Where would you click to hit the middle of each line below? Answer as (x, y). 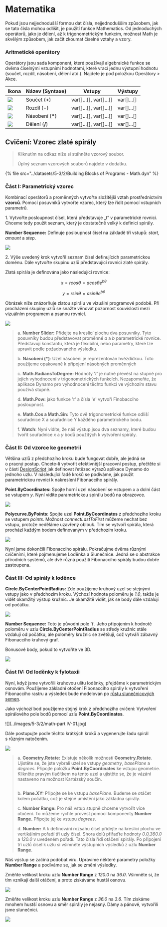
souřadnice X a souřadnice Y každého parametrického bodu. (80, 419)
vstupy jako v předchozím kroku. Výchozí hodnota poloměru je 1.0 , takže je (82, 594)
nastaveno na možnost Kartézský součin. (60, 779)
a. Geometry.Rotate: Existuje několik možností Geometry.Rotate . (85, 758)
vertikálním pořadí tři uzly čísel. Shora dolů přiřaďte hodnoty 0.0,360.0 (89, 834)
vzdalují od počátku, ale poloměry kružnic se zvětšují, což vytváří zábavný (82, 634)
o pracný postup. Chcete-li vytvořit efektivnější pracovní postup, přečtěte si (83, 463)
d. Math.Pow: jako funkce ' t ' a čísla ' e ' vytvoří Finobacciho (78, 399)
